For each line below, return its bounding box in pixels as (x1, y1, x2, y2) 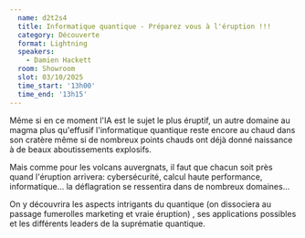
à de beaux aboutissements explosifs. (9, 143, 152, 155)
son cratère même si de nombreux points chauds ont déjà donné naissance (9, 134, 293, 145)
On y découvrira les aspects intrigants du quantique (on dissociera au (9, 198, 272, 210)
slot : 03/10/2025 (17, 73, 84, 82)
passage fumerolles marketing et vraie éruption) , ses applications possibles (9, 208, 297, 219)
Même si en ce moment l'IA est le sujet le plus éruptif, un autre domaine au (9, 115, 290, 126)
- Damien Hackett (26, 56, 92, 65)
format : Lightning (17, 38, 89, 48)
